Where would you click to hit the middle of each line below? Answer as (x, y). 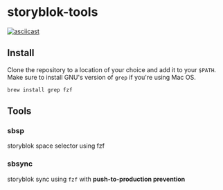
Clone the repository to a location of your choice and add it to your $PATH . (112, 69)
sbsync (20, 164)
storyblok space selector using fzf (56, 146)
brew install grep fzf (40, 90)
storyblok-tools (53, 12)
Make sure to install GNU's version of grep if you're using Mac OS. (101, 77)
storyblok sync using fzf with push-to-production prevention (96, 179)
